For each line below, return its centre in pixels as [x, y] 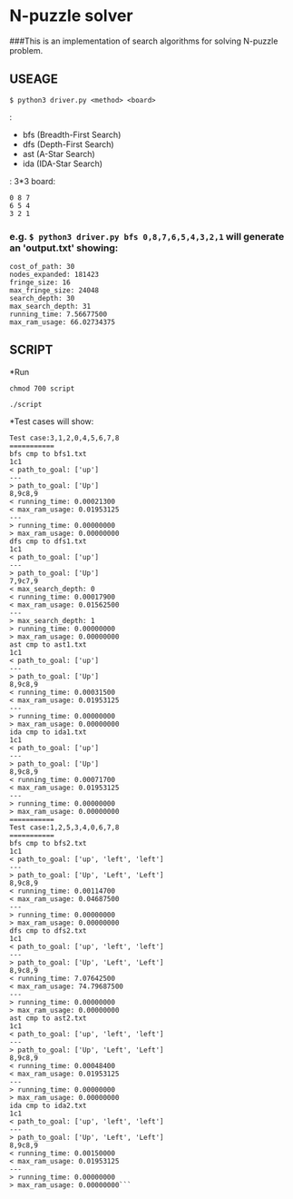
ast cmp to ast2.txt [49, 1018]
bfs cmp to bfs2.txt [49, 843]
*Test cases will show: [52, 421]
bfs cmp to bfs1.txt [49, 454]
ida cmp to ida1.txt [49, 732]
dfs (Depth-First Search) [68, 144]
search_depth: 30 [42, 299]
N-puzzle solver [71, 16]
